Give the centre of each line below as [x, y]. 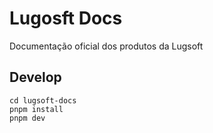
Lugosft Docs [66, 18]
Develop [35, 77]
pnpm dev [27, 118]
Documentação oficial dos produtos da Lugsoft [106, 46]
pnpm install [36, 109]
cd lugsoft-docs [43, 100]
